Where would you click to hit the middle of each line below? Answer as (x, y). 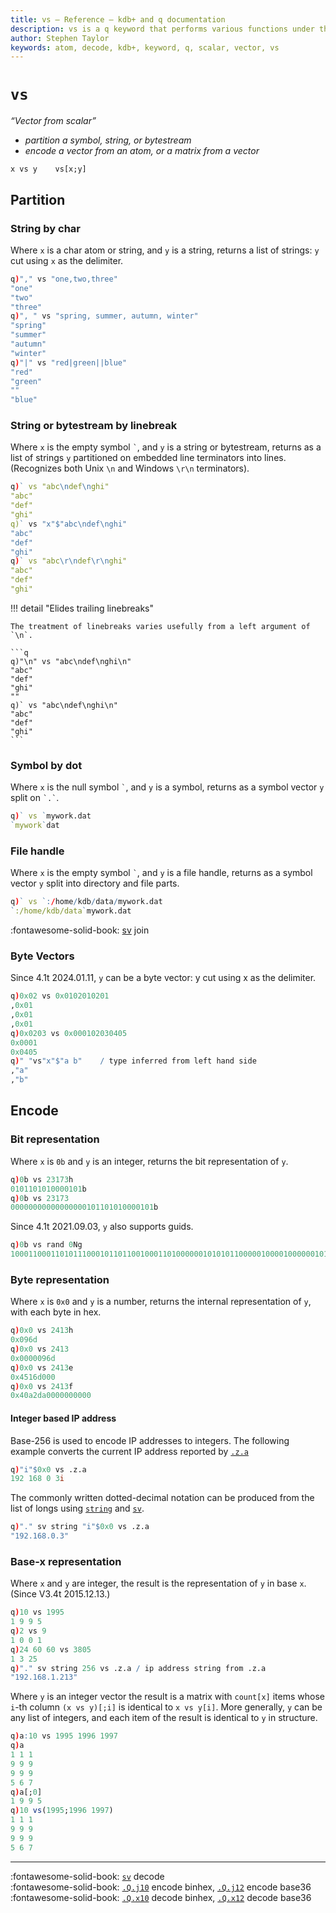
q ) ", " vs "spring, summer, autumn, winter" (104, 316)
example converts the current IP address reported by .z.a (129, 1451)
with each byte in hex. (56, 1312)
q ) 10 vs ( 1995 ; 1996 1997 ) (62, 1811)
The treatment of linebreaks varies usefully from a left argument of (160, 626)
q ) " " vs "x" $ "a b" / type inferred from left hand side (133, 1061)
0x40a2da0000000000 (51, 1396)
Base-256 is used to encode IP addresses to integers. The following (150, 1440)
